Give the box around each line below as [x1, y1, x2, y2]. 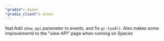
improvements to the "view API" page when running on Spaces [5, 30, 133, 36]
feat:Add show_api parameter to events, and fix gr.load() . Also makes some [5, 25, 159, 31]
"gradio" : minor [5, 7, 38, 12]
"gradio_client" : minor [5, 12, 54, 17]
